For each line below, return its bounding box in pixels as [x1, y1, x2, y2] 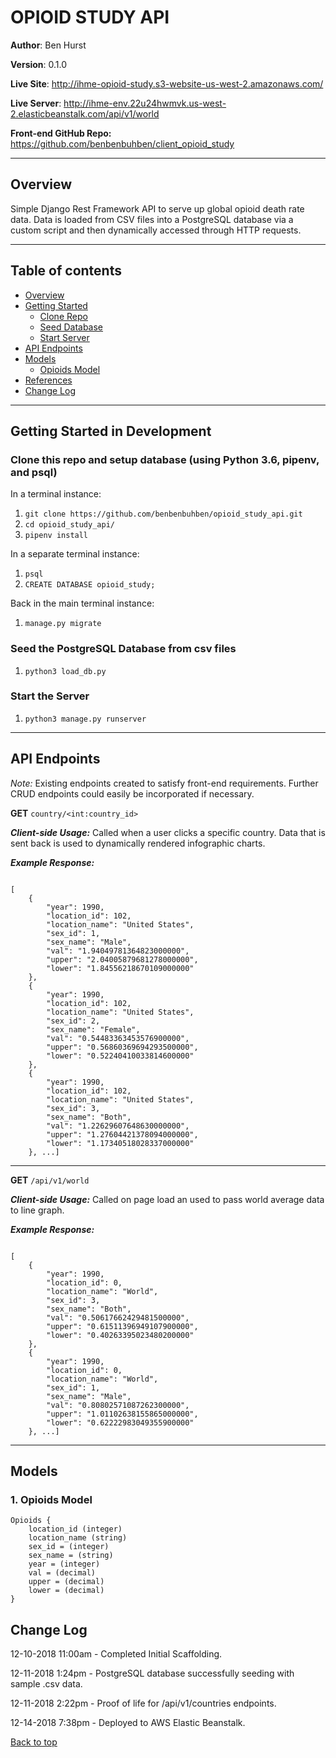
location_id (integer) [28, 1524, 123, 1535]
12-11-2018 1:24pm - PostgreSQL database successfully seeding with [10, 1667, 295, 1680]
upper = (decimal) [28, 1577, 105, 1587]
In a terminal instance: [10, 488, 102, 500]
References [24, 374, 73, 386]
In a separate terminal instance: [10, 548, 140, 560]
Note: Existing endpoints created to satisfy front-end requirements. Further [10, 777, 319, 789]
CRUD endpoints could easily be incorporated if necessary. [10, 787, 255, 800]
